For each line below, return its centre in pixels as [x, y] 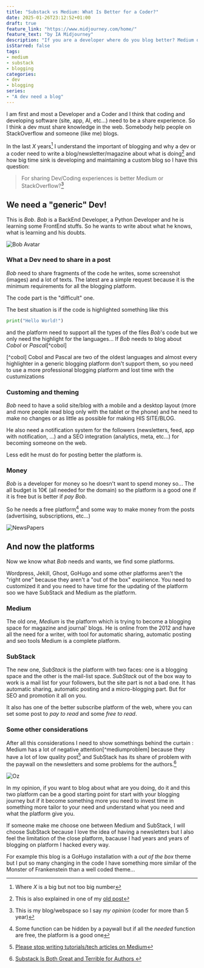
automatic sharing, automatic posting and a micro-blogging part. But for [96, 689]
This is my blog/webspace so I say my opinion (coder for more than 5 [102, 910]
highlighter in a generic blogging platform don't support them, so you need [100, 363]
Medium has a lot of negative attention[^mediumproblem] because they [96, 749]
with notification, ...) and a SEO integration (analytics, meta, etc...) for [93, 436]
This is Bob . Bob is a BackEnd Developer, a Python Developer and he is [95, 219]
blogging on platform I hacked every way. [58, 845]
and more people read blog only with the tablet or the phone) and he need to [102, 412]
